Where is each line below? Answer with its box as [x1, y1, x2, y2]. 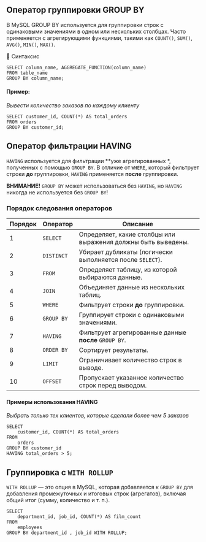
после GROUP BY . [78, 336, 126, 345]
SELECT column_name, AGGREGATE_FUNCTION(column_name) [6, 64, 147, 71]
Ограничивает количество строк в [78, 356, 182, 364]
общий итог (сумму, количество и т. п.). [6, 497, 110, 504]
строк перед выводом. [78, 381, 147, 390]
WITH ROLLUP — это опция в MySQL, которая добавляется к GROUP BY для [6, 484, 193, 491]
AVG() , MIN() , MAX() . [6, 40, 56, 48]
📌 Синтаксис [6, 52, 40, 60]
